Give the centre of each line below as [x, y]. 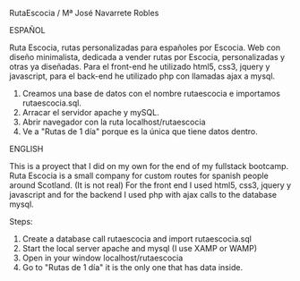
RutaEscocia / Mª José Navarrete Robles [84, 13]
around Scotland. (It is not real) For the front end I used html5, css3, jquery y [150, 185]
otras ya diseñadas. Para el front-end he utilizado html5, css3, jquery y [140, 67]
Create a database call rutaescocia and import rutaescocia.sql [137, 239]
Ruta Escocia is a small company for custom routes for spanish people [139, 175]
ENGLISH [26, 149]
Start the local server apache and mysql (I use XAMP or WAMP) [140, 248]
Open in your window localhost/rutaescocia [103, 258]
